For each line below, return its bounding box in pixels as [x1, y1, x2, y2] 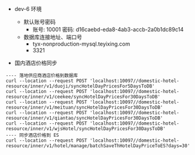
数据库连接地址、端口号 [23, 33, 82, 41]
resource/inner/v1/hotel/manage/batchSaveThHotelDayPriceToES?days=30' [5, 143, 190, 149]
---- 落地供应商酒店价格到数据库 [5, 72, 78, 78]
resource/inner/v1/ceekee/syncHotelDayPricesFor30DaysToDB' [5, 94, 161, 100]
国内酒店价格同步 [14, 60, 58, 66]
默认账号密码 [23, 18, 56, 26]
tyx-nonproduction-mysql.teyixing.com [32, 40, 131, 47]
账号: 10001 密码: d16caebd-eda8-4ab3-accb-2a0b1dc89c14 [32, 26, 184, 33]
